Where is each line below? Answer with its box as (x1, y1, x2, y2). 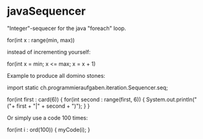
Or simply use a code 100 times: (7, 114, 88, 121)
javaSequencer (7, 4, 86, 18)
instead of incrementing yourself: (7, 48, 91, 56)
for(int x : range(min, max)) (7, 36, 75, 43)
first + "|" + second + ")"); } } (16, 102, 90, 110)
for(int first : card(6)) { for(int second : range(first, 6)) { (7, 96, 145, 103)
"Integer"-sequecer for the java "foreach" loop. (7, 24, 126, 32)
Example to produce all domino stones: (7, 72, 105, 79)
